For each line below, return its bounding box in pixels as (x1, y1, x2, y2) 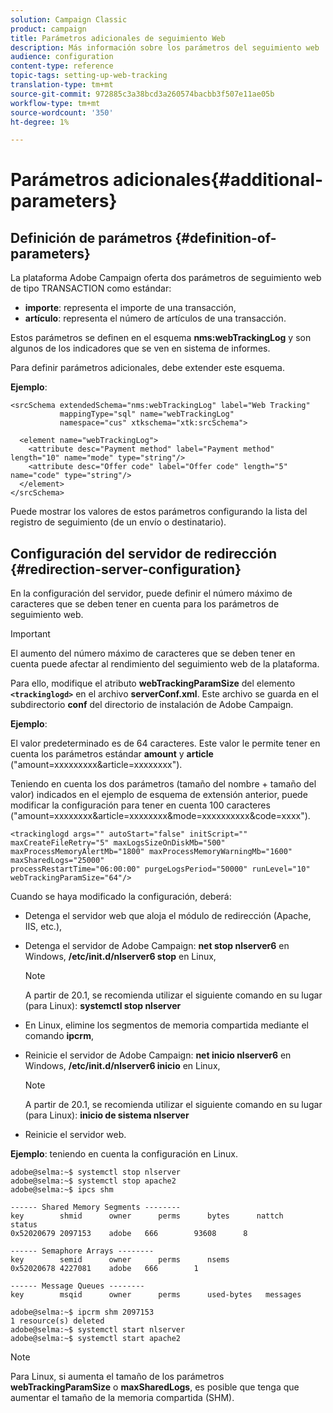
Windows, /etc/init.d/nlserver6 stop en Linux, (24, 951, 217, 963)
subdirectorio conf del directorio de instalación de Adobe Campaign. (10, 699, 294, 711)
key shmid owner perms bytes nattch (10, 1211, 284, 1221)
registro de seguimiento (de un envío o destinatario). (10, 516, 227, 528)
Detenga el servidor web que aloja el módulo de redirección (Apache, (24, 910, 312, 922)
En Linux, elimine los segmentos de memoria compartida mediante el (24, 1019, 309, 1031)
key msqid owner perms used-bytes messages (10, 1290, 302, 1300)
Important (10, 628, 51, 640)
